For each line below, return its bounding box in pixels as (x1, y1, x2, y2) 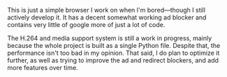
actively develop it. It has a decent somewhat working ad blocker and (7, 13, 207, 22)
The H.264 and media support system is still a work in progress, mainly (7, 34, 212, 42)
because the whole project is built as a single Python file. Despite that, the (7, 42, 221, 49)
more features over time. (7, 64, 78, 71)
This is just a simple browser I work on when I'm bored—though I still (7, 6, 206, 14)
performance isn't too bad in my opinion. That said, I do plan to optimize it (7, 49, 220, 57)
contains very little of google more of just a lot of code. (7, 21, 166, 28)
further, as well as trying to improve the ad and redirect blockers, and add (7, 56, 219, 65)
